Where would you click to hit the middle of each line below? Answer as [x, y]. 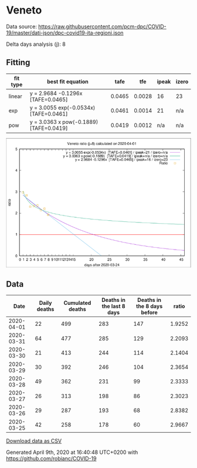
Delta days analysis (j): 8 [36, 44]
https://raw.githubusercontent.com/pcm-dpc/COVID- [102, 26]
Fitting [18, 63]
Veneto [24, 10]
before [149, 312]
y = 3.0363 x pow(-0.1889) [64, 122]
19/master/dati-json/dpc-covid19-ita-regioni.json [65, 32]
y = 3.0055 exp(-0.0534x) [62, 107]
